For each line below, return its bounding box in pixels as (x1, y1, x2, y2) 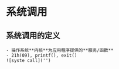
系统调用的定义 (6, 30, 60, 40)
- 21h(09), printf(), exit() (6, 53, 77, 58)
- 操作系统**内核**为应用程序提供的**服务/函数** (6, 47, 114, 53)
